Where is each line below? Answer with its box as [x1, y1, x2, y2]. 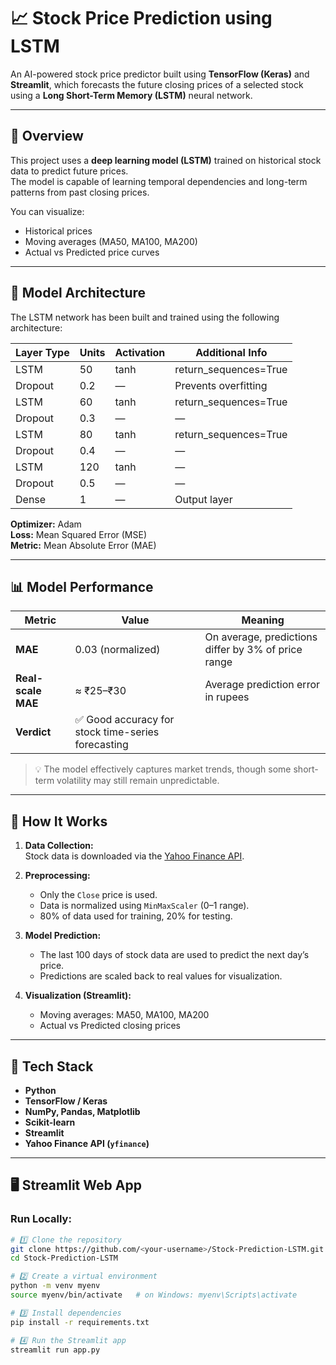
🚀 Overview [10, 128, 84, 145]
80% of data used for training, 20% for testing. [39, 910, 233, 922]
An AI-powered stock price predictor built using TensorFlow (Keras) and [10, 68, 310, 80]
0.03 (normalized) [74, 643, 161, 657]
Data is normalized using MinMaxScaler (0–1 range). [39, 900, 250, 912]
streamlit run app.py [10, 1345, 101, 1355]
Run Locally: [10, 1212, 72, 1226]
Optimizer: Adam [10, 518, 82, 530]
